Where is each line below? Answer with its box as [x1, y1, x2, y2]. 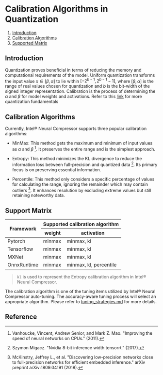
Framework [9, 225, 36, 232]
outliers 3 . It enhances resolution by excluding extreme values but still [12, 186, 151, 193]
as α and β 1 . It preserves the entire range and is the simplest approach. [12, 146, 156, 152]
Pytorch [7, 238, 26, 245]
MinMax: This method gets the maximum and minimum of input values [12, 140, 153, 146]
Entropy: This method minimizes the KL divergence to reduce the [12, 155, 142, 161]
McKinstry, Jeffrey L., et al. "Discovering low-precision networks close [12, 354, 154, 360]
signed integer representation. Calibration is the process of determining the [5, 88, 156, 94]
